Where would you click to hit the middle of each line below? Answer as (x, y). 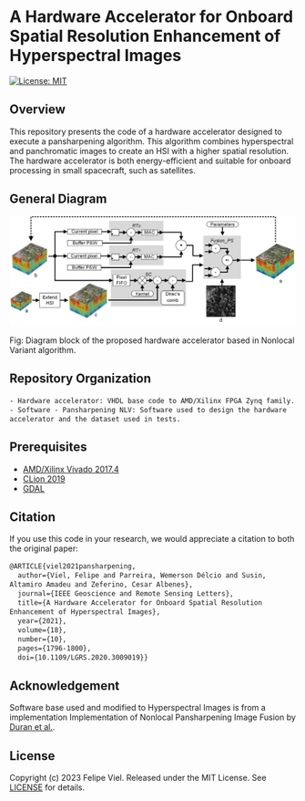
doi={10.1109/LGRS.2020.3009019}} (83, 658)
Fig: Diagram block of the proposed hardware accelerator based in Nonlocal (152, 340)
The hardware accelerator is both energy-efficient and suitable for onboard (150, 161)
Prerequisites (48, 447)
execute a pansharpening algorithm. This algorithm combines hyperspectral (152, 141)
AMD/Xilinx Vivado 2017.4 (71, 469)
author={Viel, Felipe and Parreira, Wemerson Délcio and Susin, (142, 576)
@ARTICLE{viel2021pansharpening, (73, 567)
